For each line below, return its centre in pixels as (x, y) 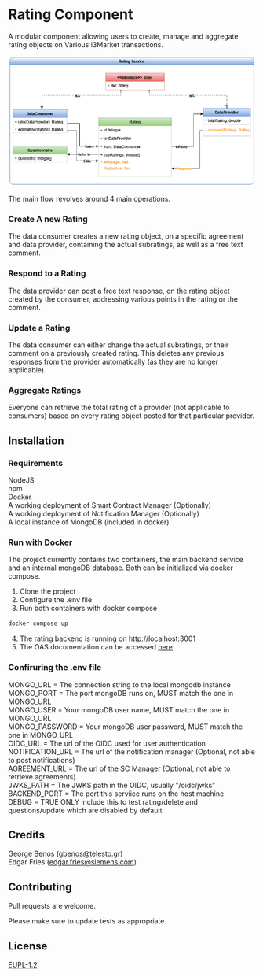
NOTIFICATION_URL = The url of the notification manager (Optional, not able (131, 751)
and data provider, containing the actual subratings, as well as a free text (126, 245)
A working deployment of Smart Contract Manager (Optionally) (110, 505)
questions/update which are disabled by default (85, 810)
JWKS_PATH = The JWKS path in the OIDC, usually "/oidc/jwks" (112, 785)
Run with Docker (40, 542)
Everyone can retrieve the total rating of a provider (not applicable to (119, 408)
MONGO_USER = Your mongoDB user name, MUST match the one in (119, 709)
